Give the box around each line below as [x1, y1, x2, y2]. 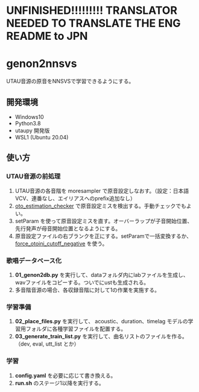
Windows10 [14, 113, 44, 121]
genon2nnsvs [6, 57, 77, 71]
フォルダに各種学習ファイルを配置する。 [25, 325, 127, 332]
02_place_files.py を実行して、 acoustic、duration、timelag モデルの [14, 318, 188, 325]
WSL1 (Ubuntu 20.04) [14, 133, 69, 141]
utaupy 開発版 [14, 127, 50, 134]
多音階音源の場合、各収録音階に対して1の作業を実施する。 [14, 286, 160, 293]
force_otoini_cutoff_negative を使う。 [14, 239, 108, 247]
